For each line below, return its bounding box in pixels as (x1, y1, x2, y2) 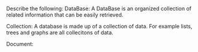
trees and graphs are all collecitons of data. (6, 29, 114, 36)
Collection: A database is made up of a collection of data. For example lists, (6, 23, 193, 30)
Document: (6, 41, 34, 47)
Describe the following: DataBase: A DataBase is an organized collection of (6, 5, 192, 12)
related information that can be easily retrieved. (6, 11, 124, 18)
